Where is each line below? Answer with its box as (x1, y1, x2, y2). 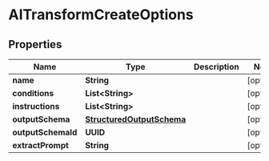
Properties (8, 38, 62, 51)
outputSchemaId (12, 127, 78, 138)
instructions (12, 101, 60, 111)
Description (193, 62, 239, 72)
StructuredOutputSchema (85, 114, 187, 125)
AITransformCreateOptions (8, 6, 194, 24)
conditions (12, 88, 54, 99)
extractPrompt (12, 140, 70, 151)
